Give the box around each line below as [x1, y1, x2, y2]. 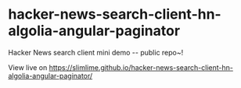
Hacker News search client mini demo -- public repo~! [8, 48, 184, 57]
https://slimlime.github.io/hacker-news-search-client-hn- [49, 62, 233, 72]
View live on [8, 62, 48, 72]
